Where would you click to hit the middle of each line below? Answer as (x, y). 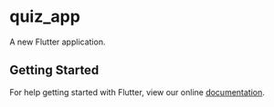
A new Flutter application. (58, 42)
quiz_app (45, 17)
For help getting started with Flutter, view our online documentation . (137, 92)
